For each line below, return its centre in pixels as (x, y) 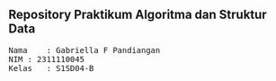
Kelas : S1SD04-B (51, 68)
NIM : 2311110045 (46, 59)
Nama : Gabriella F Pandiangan (85, 50)
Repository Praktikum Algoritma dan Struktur (138, 15)
